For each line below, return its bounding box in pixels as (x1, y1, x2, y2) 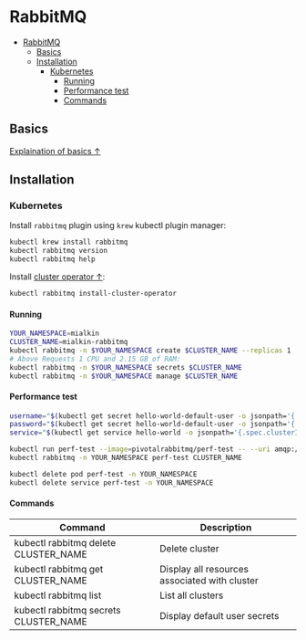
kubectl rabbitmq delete (14, 536, 117, 549)
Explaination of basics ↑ (9, 145, 101, 156)
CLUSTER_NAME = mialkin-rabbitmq (9, 338, 128, 347)
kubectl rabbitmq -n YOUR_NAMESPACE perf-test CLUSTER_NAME (9, 454, 243, 463)
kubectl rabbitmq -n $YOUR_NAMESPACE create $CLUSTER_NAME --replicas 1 (9, 345, 291, 355)
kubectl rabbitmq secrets (14, 603, 121, 616)
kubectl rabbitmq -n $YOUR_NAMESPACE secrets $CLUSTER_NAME (9, 362, 243, 372)
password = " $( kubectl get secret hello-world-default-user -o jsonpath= (9, 420, 287, 429)
